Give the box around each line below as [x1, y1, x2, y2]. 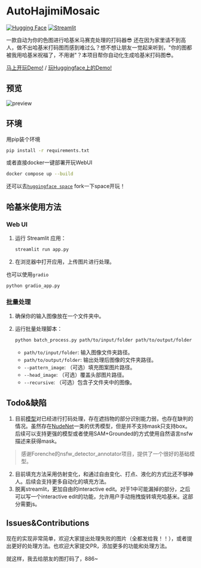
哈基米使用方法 [6, 202, 62, 212]
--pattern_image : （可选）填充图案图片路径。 [23, 364, 136, 371]
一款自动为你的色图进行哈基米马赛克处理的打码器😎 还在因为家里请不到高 [6, 36, 187, 43]
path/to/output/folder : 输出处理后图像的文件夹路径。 [23, 356, 157, 364]
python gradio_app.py [6, 283, 60, 289]
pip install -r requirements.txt [6, 147, 90, 153]
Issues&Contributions [6, 518, 90, 528]
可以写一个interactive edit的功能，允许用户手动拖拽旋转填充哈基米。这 [14, 493, 188, 500]
